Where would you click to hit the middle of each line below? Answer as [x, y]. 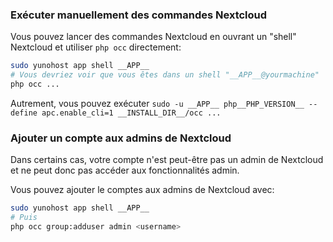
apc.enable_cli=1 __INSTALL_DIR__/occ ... [131, 113]
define [24, 113]
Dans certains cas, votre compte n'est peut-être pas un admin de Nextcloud [167, 160]
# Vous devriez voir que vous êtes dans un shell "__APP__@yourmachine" [165, 75]
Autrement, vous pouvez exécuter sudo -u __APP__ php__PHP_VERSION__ [157, 103]
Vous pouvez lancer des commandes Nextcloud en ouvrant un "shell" [153, 37]
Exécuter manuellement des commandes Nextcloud [139, 15]
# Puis [24, 218]
